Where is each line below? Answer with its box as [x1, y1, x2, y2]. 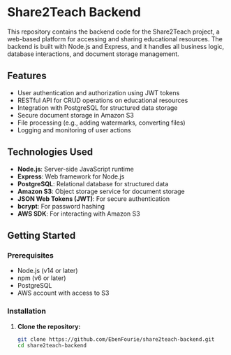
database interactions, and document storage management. [7, 50, 179, 58]
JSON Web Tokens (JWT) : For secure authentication [17, 194, 170, 203]
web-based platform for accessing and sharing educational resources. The [7, 34, 223, 43]
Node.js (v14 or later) [17, 267, 78, 275]
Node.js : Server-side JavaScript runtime [17, 165, 134, 173]
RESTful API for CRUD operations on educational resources [17, 96, 188, 104]
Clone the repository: [17, 322, 81, 330]
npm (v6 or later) [17, 274, 66, 282]
